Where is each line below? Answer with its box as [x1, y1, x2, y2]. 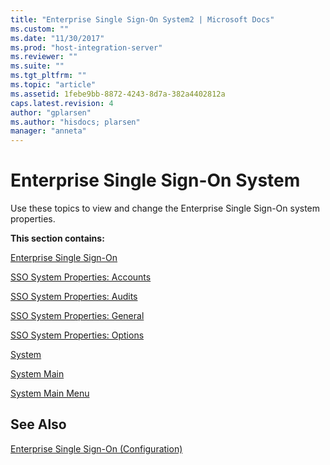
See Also [10, 416, 67, 433]
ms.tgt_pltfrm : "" [10, 71, 87, 81]
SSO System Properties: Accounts [10, 271, 152, 283]
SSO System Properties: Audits [10, 291, 138, 303]
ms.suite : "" [10, 61, 65, 71]
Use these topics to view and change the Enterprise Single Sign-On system [10, 202, 321, 215]
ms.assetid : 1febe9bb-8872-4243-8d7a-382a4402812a [10, 89, 226, 99]
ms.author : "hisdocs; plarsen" [10, 117, 141, 127]
